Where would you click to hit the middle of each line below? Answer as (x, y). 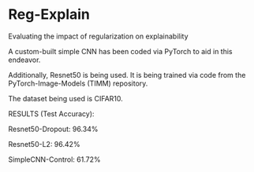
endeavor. (24, 60)
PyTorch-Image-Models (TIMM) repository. (78, 83)
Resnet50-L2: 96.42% (44, 144)
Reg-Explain (49, 15)
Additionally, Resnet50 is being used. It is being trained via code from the (127, 75)
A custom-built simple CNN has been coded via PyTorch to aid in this (120, 51)
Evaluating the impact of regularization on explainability (98, 36)
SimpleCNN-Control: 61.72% (54, 159)
